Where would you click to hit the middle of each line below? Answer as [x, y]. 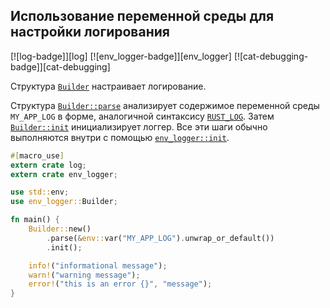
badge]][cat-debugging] [60, 66]
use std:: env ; [40, 192]
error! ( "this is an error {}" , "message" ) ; [120, 284]
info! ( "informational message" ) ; [98, 265]
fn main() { [35, 220]
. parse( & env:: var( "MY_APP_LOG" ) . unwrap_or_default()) [160, 238]
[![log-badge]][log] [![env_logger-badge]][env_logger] [121, 56]
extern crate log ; [48, 165]
